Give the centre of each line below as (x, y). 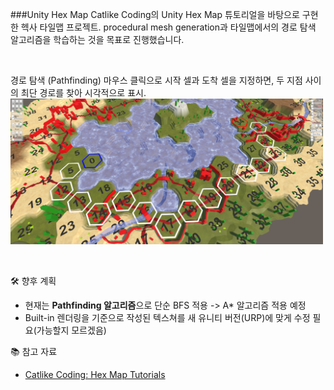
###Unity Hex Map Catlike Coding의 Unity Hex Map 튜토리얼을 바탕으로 (155, 14)
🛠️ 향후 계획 (33, 280)
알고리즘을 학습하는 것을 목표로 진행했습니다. (97, 39)
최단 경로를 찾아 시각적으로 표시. (83, 92)
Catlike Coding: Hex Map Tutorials (95, 374)
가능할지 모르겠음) (71, 330)
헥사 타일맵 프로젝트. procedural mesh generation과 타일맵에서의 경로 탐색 (168, 27)
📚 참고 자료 (34, 351)
